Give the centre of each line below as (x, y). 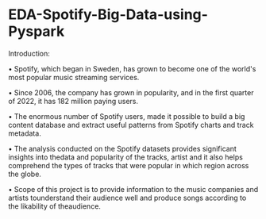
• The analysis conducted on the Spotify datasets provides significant (122, 148)
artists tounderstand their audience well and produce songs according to (127, 198)
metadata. (25, 133)
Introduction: (29, 53)
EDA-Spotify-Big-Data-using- (108, 15)
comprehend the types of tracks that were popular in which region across (129, 165)
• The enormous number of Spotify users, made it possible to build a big (127, 116)
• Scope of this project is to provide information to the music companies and (133, 189)
